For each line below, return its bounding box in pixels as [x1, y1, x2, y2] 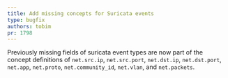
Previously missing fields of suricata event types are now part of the [7, 48, 204, 57]
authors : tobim [7, 23, 52, 30]
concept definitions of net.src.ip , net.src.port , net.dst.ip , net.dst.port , [7, 56, 222, 64]
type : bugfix [7, 17, 45, 23]
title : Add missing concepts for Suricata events [7, 10, 155, 17]
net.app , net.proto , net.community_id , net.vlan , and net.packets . [7, 63, 195, 71]
